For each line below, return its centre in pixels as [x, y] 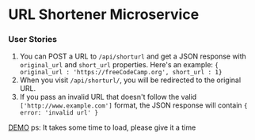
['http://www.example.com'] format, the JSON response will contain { [133, 105]
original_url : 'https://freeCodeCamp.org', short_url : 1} [121, 73]
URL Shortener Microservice [104, 15]
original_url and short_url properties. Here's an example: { [119, 65]
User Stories [33, 40]
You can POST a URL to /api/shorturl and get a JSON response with [133, 56]
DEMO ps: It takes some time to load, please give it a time [102, 127]
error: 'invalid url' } [59, 113]
